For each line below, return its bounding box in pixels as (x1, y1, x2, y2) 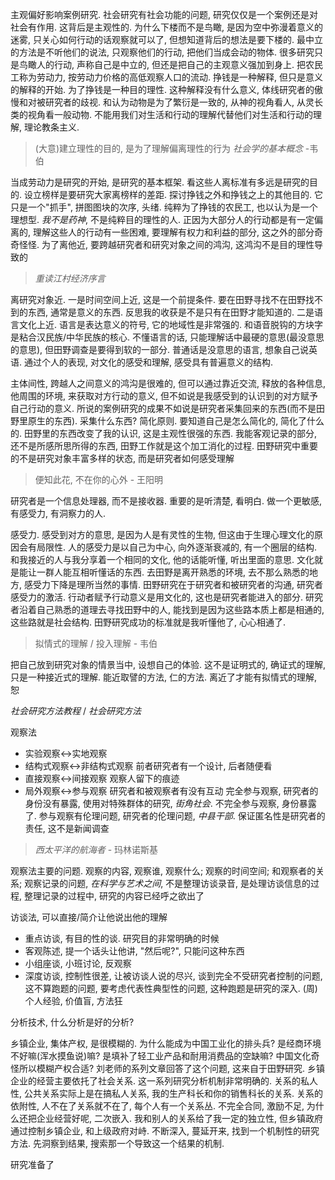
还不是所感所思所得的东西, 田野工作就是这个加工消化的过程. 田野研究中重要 (10, 440, 318, 452)
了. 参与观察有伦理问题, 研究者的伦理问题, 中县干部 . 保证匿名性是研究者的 (24, 810, 326, 822)
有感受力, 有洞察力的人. (10, 508, 107, 519)
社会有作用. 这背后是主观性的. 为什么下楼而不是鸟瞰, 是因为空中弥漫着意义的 (10, 21, 323, 33)
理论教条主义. (23, 121, 80, 133)
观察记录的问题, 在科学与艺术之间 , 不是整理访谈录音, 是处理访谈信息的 (24, 878, 312, 889)
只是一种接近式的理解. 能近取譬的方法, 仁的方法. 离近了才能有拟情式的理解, (10, 671, 317, 683)
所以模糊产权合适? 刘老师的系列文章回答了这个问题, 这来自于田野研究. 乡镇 (18, 1063, 326, 1074)
